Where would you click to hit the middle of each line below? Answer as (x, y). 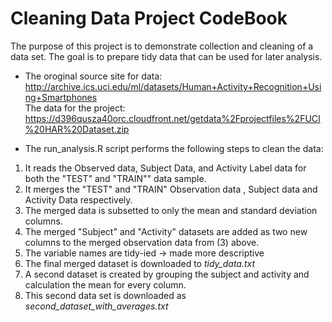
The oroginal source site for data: (93, 76)
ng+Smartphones (61, 97)
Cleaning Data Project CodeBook (149, 18)
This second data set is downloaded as (105, 295)
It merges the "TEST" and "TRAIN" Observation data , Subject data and (171, 189)
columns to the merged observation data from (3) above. (142, 242)
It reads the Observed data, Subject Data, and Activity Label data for (165, 168)
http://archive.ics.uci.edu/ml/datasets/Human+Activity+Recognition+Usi (173, 86)
